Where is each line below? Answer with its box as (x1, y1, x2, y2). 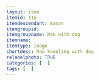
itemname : (6, 37, 32, 43)
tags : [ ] (6, 65, 34, 72)
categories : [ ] (6, 60, 51, 66)
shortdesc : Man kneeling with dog (6, 49, 95, 55)
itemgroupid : (6, 26, 40, 32)
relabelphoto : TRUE (6, 54, 56, 60)
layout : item (6, 9, 40, 15)
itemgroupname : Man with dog (6, 32, 80, 38)
